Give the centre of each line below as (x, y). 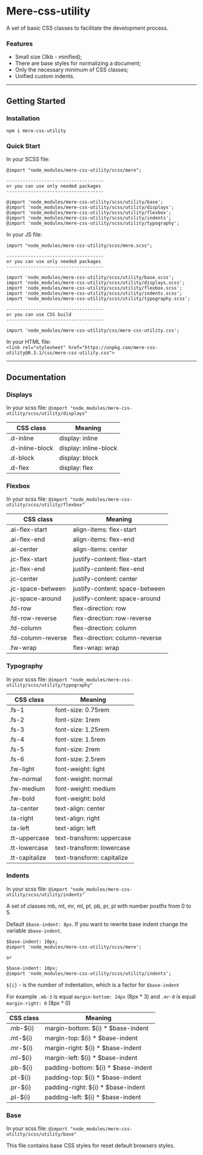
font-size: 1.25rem (82, 729)
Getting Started (36, 101)
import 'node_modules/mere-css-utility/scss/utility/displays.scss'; (96, 283)
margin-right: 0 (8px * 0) (38, 1003)
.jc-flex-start (28, 559)
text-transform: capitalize (92, 857)
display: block (79, 458)
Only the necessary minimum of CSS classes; (72, 70)
